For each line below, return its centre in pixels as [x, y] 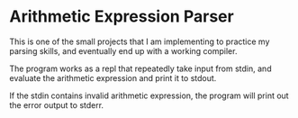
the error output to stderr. [57, 104]
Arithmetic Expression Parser [122, 17]
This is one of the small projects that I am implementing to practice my [140, 41]
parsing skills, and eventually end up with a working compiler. [123, 50]
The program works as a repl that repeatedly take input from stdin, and [140, 68]
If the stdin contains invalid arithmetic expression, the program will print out [149, 95]
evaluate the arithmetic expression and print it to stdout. [113, 77]
